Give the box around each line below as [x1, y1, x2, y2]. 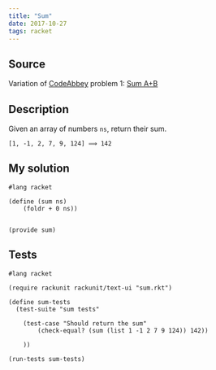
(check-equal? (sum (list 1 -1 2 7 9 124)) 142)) [37, 326, 209, 334]
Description [8, 102, 69, 116]
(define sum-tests [8, 298, 71, 306]
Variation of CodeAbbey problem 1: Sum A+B [8, 79, 158, 89]
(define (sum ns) [8, 197, 67, 206]
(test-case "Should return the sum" [23, 319, 148, 328]
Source [8, 57, 46, 71]
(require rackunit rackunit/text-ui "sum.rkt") [8, 284, 173, 292]
